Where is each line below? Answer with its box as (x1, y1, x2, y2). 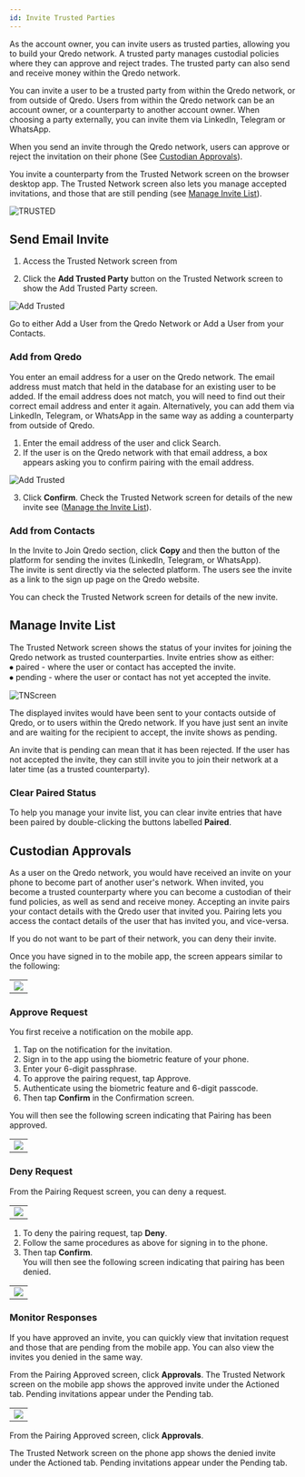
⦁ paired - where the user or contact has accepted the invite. (9, 661, 236, 672)
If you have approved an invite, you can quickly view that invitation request (9, 1331, 289, 1342)
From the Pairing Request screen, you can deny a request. (9, 1186, 227, 1197)
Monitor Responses (9, 1311, 98, 1324)
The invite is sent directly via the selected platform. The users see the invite (9, 565, 292, 576)
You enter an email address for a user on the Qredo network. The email (9, 371, 275, 382)
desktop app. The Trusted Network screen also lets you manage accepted (9, 178, 288, 189)
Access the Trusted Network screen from (22, 256, 178, 266)
